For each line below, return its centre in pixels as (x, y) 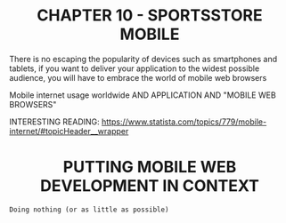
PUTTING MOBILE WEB (150, 167)
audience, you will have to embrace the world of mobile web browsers (138, 77)
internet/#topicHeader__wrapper (69, 131)
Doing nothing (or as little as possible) (89, 210)
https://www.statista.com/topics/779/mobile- (184, 122)
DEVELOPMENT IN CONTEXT (150, 186)
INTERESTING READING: (54, 122)
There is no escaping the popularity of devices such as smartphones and (143, 59)
